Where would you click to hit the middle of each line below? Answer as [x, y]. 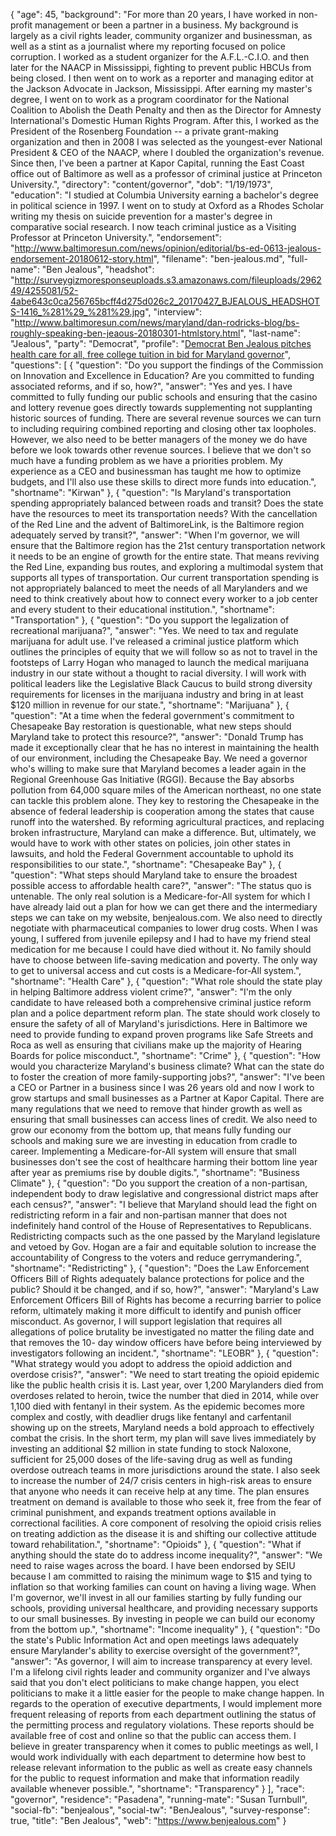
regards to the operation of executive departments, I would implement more [166, 1703]
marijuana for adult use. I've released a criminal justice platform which [155, 641]
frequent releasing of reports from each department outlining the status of [163, 1714]
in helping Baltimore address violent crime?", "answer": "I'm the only [151, 992]
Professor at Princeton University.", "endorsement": [116, 237]
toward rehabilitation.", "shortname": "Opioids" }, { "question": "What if [156, 1544]
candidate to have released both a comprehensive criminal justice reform [161, 1002]
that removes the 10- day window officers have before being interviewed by [166, 1342]
